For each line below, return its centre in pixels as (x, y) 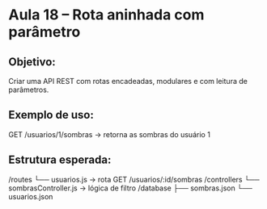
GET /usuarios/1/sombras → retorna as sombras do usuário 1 (109, 134)
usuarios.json (31, 196)
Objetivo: (32, 62)
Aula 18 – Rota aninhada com (106, 15)
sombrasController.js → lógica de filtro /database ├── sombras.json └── (130, 188)
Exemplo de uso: (51, 115)
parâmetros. (29, 90)
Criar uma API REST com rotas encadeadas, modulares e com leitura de (128, 81)
